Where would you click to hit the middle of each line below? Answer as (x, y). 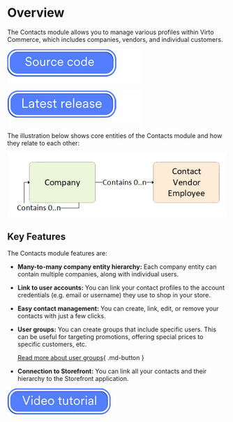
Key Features (37, 236)
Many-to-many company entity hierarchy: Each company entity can (117, 267)
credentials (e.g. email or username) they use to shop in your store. (114, 295)
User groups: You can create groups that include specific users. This (117, 329)
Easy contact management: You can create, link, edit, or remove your (118, 308)
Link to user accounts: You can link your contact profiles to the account (121, 288)
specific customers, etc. (52, 344)
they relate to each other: (44, 143)
